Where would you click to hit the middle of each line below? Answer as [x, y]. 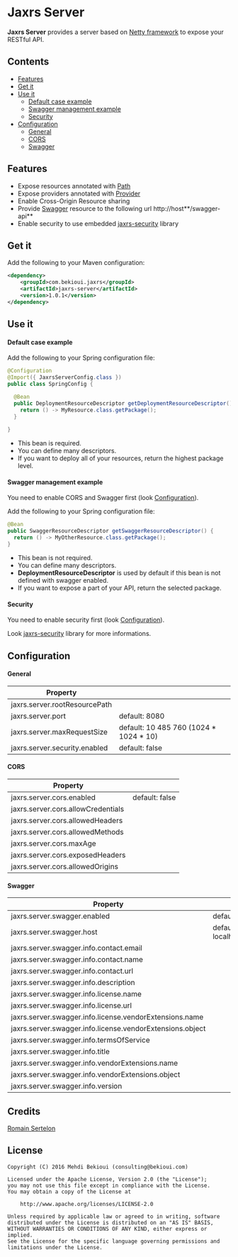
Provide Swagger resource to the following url [85, 208]
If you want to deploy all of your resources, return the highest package [120, 458]
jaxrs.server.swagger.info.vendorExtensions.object [96, 1075]
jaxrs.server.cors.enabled [53, 797]
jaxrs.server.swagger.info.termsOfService [80, 1040]
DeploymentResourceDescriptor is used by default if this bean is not [119, 573]
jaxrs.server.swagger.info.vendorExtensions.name [95, 1063]
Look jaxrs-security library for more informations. [79, 634]
